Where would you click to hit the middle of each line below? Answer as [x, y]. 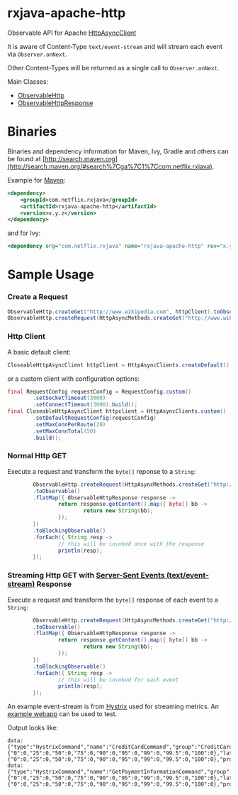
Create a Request [38, 297]
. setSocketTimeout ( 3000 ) [69, 398]
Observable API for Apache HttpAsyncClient [72, 33]
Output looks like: [33, 728]
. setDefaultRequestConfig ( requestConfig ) [95, 418]
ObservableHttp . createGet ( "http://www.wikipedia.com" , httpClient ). [110, 312]
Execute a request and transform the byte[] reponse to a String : [102, 471]
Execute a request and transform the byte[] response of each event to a [113, 600]
